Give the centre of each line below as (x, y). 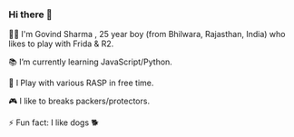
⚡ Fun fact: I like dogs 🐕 (54, 122)
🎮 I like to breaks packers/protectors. (79, 101)
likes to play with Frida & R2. (61, 44)
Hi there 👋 (31, 15)
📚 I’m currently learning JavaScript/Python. (91, 62)
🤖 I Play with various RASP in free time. (81, 83)
